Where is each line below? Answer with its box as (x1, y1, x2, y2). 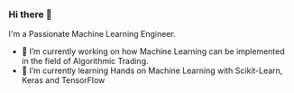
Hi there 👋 (8, 8, 53, 21)
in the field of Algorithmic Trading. (21, 56, 150, 67)
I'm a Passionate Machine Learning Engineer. (8, 29, 177, 40)
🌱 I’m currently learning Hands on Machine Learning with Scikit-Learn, (21, 65, 283, 76)
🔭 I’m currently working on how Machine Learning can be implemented (21, 46, 285, 57)
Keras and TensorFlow (21, 75, 106, 86)
